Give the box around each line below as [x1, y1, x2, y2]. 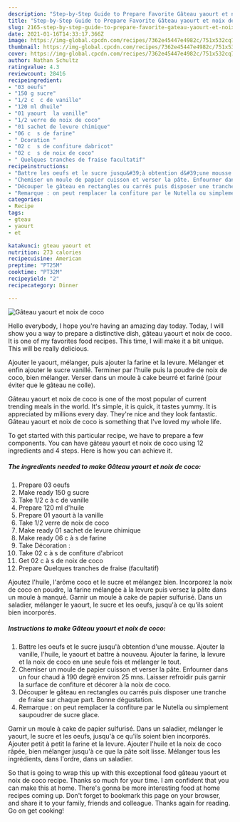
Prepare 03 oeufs [18, 481, 71, 489]
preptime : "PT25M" [8, 262, 63, 269]
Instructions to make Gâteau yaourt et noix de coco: [8, 625, 166, 633]
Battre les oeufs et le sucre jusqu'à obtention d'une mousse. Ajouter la [18, 642, 225, 651]
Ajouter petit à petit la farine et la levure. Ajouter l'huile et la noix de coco [8, 739, 221, 748]
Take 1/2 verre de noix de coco [18, 518, 110, 527]
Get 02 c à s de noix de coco [18, 556, 104, 565]
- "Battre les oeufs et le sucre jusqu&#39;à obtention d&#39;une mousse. [8, 169, 235, 177]
